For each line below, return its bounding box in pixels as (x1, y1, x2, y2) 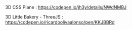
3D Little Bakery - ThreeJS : (5, 14, 63, 19)
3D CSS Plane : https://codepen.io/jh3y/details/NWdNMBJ (5, 4, 127, 10)
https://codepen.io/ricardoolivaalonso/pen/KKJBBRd (5, 19, 115, 25)
